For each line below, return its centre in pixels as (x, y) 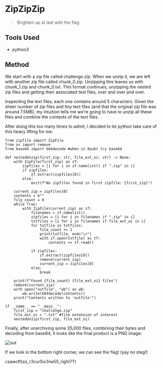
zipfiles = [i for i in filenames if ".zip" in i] (83, 217)
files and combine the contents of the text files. (52, 117)
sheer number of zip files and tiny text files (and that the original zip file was (81, 106)
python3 (20, 49)
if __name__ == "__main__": (33, 306)
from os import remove (28, 144)
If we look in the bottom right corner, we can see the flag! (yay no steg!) (76, 352)
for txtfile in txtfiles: (57, 225)
